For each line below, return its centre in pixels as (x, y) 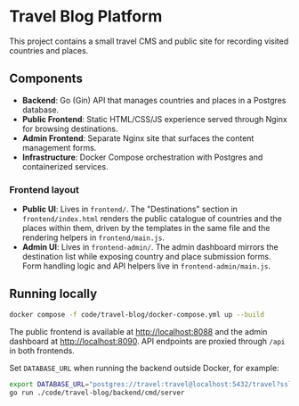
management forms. (59, 147)
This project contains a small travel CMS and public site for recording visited (149, 41)
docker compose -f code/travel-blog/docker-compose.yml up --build (137, 314)
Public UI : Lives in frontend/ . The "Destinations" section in (130, 209)
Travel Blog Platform (86, 17)
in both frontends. (42, 351)
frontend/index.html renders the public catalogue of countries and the (152, 219)
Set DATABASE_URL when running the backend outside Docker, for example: (144, 368)
